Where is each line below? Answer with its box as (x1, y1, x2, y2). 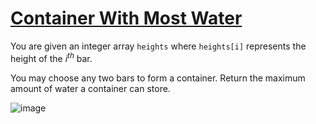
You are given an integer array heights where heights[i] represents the (10, 40, 307, 52)
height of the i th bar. (10, 50, 93, 64)
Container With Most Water (10, 7, 243, 30)
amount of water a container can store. (10, 82, 171, 94)
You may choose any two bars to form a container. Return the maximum (10, 72, 306, 84)
